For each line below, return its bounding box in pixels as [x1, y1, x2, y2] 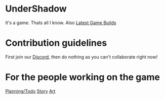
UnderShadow [5, 3, 67, 15]
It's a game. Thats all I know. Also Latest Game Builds [5, 20, 116, 26]
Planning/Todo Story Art [5, 88, 56, 94]
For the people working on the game [5, 71, 160, 83]
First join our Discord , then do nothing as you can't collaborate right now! [5, 54, 158, 60]
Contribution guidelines [5, 37, 107, 49]
